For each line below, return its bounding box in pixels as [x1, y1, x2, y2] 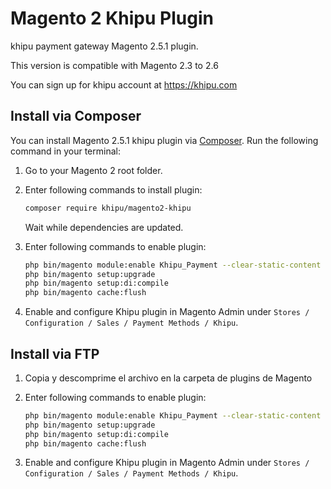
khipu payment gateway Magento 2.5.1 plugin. [10, 40, 199, 52]
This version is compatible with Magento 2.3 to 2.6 [10, 59, 219, 71]
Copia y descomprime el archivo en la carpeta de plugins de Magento [24, 372, 313, 384]
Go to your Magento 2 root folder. [24, 164, 163, 176]
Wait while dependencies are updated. [24, 221, 184, 233]
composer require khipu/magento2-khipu [24, 203, 192, 213]
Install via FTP [10, 345, 100, 362]
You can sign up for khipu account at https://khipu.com [10, 78, 238, 91]
